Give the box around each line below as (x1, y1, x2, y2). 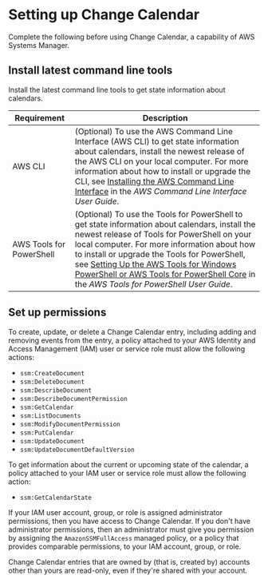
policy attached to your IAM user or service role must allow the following (8, 468, 246, 478)
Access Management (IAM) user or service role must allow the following (8, 343, 246, 353)
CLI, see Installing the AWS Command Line (74, 176, 235, 187)
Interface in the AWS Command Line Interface (74, 185, 247, 196)
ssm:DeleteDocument (19, 378, 85, 386)
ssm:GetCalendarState (19, 494, 92, 502)
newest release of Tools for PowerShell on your (74, 228, 252, 240)
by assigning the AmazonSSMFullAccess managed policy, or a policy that (8, 533, 239, 542)
